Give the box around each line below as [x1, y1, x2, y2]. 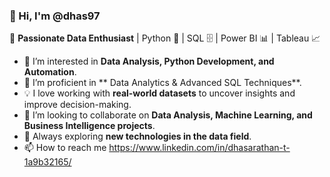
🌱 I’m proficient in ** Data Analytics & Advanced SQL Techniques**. [23, 77, 302, 89]
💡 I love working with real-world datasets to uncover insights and [23, 87, 296, 99]
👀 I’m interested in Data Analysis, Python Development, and [23, 55, 275, 68]
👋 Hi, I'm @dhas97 [9, 9, 101, 23]
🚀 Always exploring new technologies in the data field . [23, 130, 252, 143]
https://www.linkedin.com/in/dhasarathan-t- [108, 142, 291, 154]
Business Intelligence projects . [23, 120, 156, 132]
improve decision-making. [23, 99, 132, 111]
